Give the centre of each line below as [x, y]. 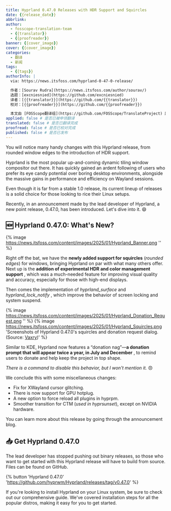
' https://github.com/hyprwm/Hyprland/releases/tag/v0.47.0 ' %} [72, 482]
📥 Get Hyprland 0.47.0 [43, 441]
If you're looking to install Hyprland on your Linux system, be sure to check [84, 492]
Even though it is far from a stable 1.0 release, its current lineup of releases [84, 189]
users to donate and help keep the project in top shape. [64, 358]
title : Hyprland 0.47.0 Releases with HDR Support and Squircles [76, 10]
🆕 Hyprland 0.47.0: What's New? [60, 225]
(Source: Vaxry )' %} [27, 337]
